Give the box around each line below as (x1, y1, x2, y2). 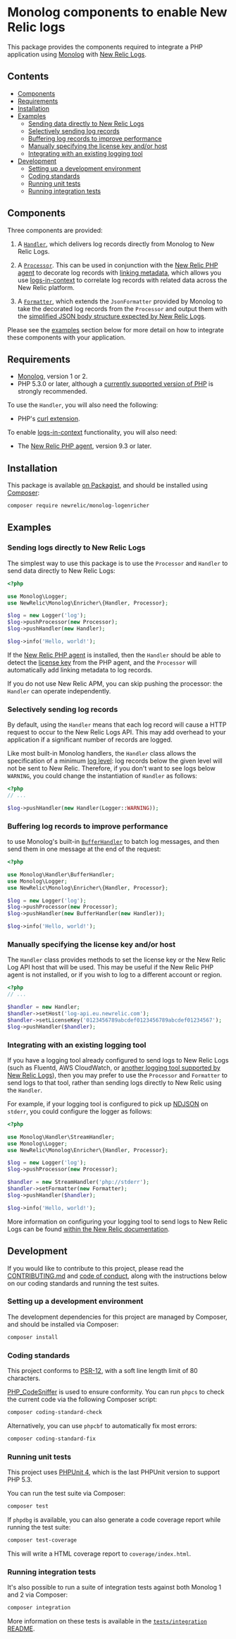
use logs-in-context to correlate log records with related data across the (17, 276, 228, 284)
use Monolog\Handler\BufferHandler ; (7, 871, 115, 878)
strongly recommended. (17, 387, 88, 396)
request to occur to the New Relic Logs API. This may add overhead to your (7, 728, 226, 737)
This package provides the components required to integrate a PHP (7, 42, 203, 51)
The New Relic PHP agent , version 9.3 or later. (17, 442, 152, 450)
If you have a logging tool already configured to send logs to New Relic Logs (7, 1056, 229, 1064)
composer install (7, 1333, 58, 1341)
